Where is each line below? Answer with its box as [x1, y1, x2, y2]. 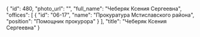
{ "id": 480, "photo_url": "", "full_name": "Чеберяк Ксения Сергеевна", [6, 5, 182, 12]
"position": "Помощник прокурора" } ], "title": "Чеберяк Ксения [6, 18, 167, 24]
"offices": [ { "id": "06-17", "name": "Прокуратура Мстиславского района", [6, 11, 195, 18]
